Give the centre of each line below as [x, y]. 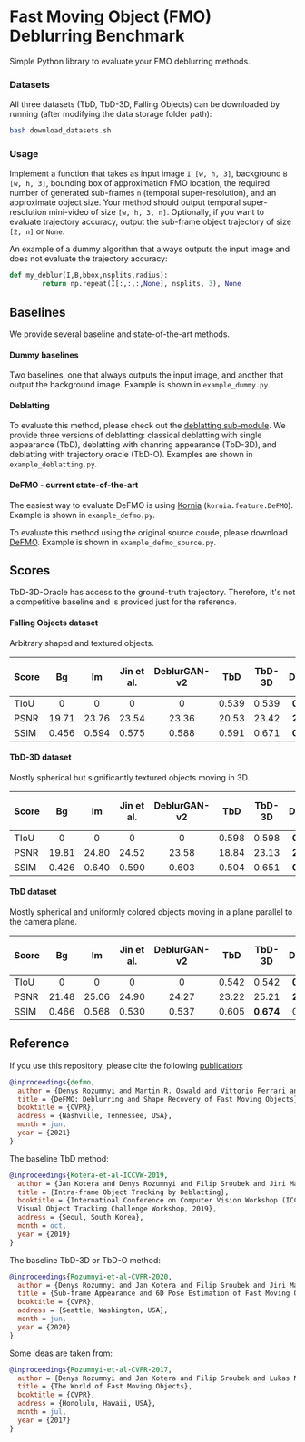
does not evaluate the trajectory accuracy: [89, 259]
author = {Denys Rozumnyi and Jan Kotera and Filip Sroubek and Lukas [154, 1378]
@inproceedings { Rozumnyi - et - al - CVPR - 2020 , [91, 1277]
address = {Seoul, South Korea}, [81, 1218]
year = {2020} [44, 1327]
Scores [30, 570]
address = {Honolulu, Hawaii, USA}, [87, 1404]
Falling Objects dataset [54, 623]
